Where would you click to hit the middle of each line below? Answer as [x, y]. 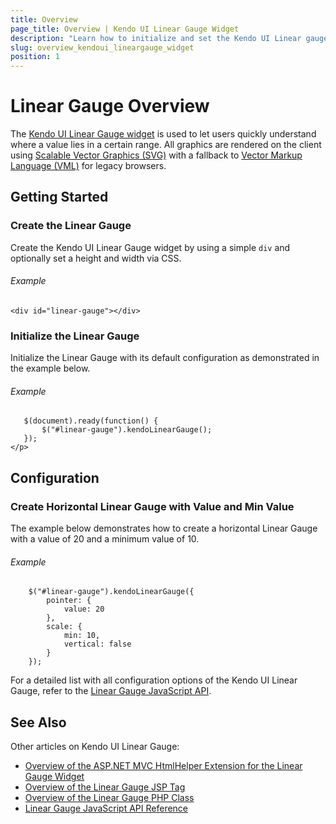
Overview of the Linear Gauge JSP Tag [105, 787]
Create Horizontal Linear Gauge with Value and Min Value [152, 506]
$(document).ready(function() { [91, 421]
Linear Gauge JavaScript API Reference [106, 808]
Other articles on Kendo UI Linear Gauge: [95, 747]
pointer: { [69, 601]
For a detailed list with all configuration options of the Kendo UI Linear [154, 680]
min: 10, [82, 636]
